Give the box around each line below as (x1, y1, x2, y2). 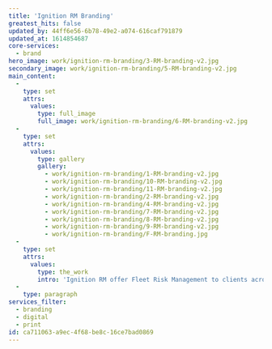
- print (15, 321, 42, 329)
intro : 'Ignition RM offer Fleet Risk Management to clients (37, 275, 249, 283)
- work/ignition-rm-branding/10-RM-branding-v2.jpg (44, 177, 223, 186)
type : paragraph (23, 291, 79, 299)
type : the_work (37, 268, 89, 276)
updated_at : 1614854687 (8, 34, 89, 43)
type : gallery (37, 155, 85, 163)
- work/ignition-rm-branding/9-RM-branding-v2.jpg (44, 223, 219, 231)
